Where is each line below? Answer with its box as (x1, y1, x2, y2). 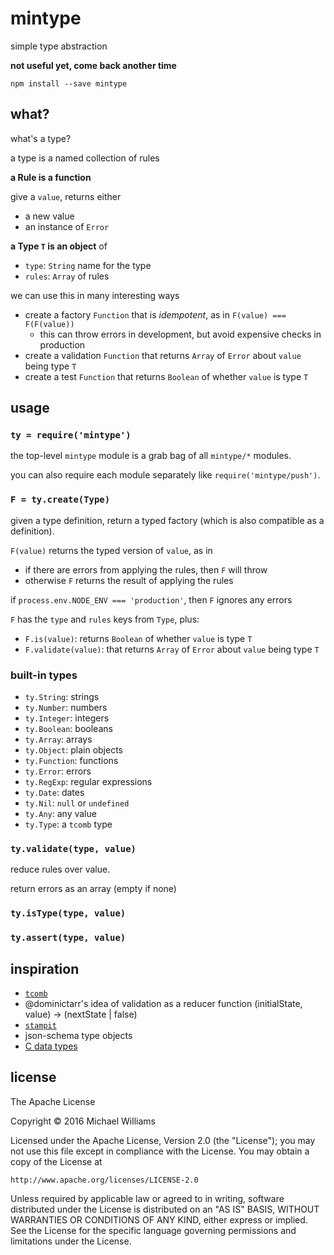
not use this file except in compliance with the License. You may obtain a (10, 1145, 310, 1157)
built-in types (10, 668, 78, 682)
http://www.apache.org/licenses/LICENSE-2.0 (10, 1175, 199, 1185)
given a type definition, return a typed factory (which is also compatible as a (10, 514, 325, 526)
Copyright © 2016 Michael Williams (10, 1115, 156, 1127)
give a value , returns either (10, 190, 122, 202)
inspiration (10, 960, 80, 977)
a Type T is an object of (10, 240, 108, 252)
